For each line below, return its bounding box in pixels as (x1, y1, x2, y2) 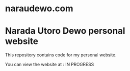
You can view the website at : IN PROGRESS (5, 62, 94, 68)
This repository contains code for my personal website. (5, 52, 117, 58)
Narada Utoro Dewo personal (5, 25, 126, 37)
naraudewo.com (5, 3, 74, 14)
